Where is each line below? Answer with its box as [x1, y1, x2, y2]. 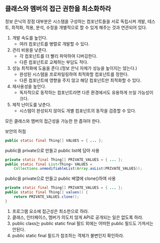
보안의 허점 [5, 128, 26, 134]
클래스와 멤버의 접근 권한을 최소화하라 [5, 4, 111, 13]
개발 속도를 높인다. [12, 35, 48, 40]
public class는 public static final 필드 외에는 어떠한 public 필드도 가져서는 [12, 220, 154, 226]
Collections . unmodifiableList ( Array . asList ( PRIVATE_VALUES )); [14, 166, 142, 171]
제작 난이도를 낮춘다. [12, 102, 52, 107]
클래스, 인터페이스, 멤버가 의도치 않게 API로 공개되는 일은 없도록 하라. [12, 214, 143, 220]
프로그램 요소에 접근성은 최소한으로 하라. [12, 208, 89, 214]
